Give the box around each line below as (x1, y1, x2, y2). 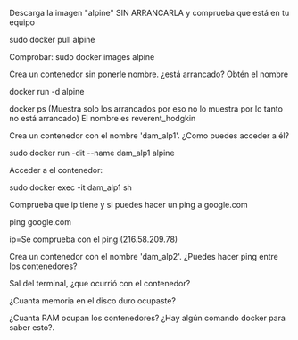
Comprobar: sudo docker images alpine (9, 52, 155, 62)
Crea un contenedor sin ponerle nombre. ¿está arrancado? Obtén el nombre (9, 69, 289, 79)
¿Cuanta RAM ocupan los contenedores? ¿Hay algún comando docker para (9, 312, 286, 323)
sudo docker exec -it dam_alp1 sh (9, 182, 132, 193)
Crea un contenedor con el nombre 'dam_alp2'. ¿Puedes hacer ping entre (9, 252, 278, 261)
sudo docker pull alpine (9, 35, 95, 45)
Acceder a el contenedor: (9, 165, 103, 175)
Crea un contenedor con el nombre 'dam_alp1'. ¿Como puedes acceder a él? (9, 130, 290, 141)
